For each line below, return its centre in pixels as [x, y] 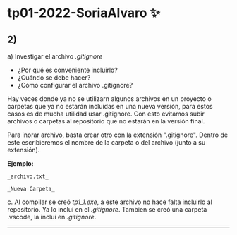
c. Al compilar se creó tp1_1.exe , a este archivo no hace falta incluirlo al [110, 202]
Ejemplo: [20, 163]
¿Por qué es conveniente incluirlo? [67, 70]
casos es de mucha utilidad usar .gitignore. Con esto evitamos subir [106, 114]
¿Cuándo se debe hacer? [54, 78]
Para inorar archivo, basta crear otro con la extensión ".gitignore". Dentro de [117, 135]
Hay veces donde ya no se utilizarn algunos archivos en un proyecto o [109, 99]
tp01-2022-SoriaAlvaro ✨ [84, 13]
